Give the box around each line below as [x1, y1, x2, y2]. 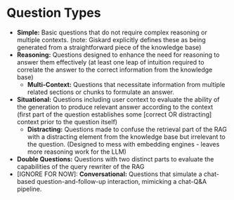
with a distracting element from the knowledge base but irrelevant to [27, 132, 226, 141]
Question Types [6, 5, 101, 21]
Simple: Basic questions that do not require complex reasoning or [16, 28, 208, 36]
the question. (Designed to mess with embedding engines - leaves [27, 140, 220, 148]
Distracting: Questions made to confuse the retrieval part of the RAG [27, 125, 228, 133]
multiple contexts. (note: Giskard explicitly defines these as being [16, 35, 207, 44]
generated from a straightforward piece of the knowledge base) [16, 43, 202, 51]
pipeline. [16, 185, 42, 193]
